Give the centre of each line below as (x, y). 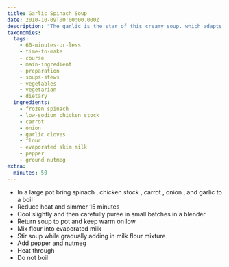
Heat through (36, 250)
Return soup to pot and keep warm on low (76, 221)
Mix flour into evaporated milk (59, 228)
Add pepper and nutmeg (52, 243)
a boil (25, 199)
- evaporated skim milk (53, 147)
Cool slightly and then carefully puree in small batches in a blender (111, 214)
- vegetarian (38, 90)
